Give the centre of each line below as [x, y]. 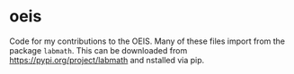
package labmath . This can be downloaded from [98, 50]
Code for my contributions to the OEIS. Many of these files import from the [147, 41]
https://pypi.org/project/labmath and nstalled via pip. [107, 60]
